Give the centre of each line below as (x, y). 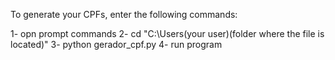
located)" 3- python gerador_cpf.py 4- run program (116, 44)
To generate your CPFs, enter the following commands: (124, 14)
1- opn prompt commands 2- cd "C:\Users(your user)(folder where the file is (167, 33)
